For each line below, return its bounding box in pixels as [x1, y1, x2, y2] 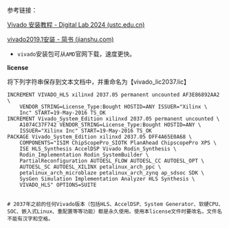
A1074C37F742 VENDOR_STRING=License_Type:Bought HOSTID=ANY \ [19, 122, 201, 128]
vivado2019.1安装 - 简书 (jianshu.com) [7, 35, 114, 43]
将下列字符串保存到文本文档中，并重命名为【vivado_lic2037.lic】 [7, 78, 190, 86]
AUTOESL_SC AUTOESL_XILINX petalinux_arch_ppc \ [19, 163, 162, 170]
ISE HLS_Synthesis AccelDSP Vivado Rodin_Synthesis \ [19, 146, 177, 152]
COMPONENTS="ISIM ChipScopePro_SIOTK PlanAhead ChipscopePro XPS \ [19, 139, 217, 146]
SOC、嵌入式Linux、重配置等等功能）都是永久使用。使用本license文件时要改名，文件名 [7, 208, 222, 215]
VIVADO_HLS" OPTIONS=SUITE [19, 181, 97, 188]
